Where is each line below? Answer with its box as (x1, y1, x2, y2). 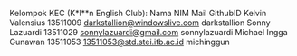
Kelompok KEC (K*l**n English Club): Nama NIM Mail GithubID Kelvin (9, 8, 267, 18)
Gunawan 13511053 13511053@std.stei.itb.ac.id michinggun (9, 36, 231, 47)
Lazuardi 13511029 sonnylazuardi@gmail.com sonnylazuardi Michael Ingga (9, 27, 288, 37)
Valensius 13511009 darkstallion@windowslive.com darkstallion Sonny (9, 17, 271, 28)
